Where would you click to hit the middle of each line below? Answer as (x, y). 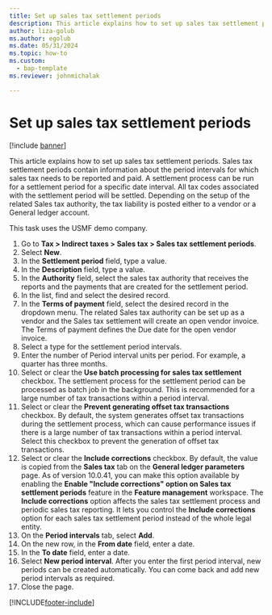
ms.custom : (27, 61)
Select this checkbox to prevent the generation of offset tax (120, 441)
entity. (31, 526)
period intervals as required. (68, 578)
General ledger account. (49, 212)
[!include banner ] (38, 145)
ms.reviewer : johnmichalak (54, 76)
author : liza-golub (42, 31)
